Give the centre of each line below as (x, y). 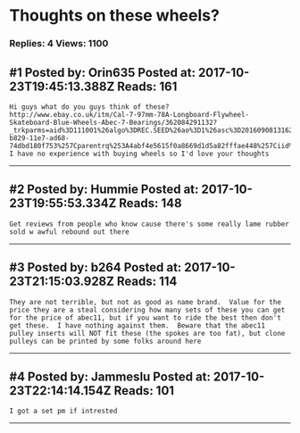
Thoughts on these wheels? (115, 16)
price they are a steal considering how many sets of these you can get (147, 310)
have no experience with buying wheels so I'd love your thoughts (143, 154)
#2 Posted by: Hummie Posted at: (104, 190)
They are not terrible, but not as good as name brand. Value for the (145, 302)
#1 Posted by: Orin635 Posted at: (103, 72)
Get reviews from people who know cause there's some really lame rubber (150, 224)
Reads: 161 (147, 86)
